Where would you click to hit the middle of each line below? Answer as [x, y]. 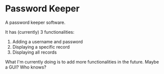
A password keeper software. [35, 22]
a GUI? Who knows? [26, 67]
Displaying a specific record [41, 47]
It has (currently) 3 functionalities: [40, 32]
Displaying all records [35, 52]
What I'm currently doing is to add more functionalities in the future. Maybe [82, 62]
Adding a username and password [47, 41]
